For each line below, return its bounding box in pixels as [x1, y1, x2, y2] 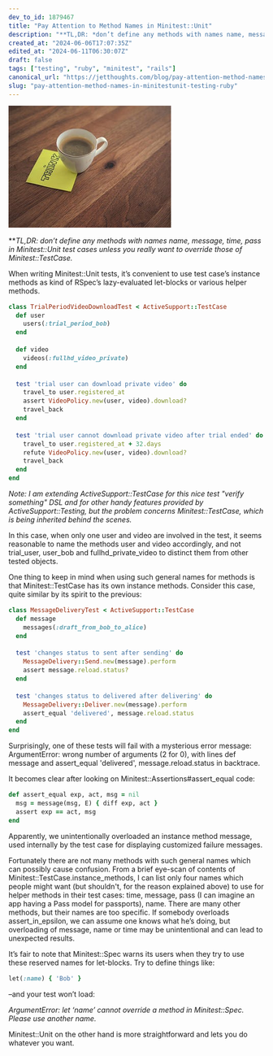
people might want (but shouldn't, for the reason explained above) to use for [8, 881, 264, 891]
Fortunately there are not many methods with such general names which [8, 855, 251, 865]
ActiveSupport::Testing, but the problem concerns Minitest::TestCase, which [8, 506, 264, 515]
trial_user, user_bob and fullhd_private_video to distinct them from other [8, 548, 249, 557]
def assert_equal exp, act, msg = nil [8, 791, 140, 799]
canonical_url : [8, 73, 60, 81]
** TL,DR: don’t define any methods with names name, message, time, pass [8, 236, 262, 246]
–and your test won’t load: [8, 989, 95, 999]
